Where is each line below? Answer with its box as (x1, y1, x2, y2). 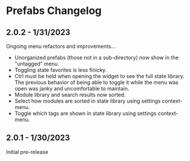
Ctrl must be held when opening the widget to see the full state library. (14, 73, 185, 79)
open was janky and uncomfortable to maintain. (14, 85, 130, 92)
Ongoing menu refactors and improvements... (6, 43, 116, 50)
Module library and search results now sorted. (14, 92, 126, 98)
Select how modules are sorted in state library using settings (14, 97, 161, 104)
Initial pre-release (6, 148, 49, 155)
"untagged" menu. (14, 60, 60, 67)
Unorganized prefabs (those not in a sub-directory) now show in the (14, 54, 179, 61)
